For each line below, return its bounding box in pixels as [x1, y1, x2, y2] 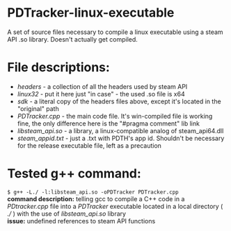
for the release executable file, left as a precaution [17, 141, 162, 150]
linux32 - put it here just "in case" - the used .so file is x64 [17, 89, 186, 98]
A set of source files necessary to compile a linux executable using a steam [7, 28, 224, 36]
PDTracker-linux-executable [7, 5, 175, 21]
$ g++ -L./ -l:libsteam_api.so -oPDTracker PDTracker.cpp [7, 189, 179, 196]
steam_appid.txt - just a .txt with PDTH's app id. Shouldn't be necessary [17, 134, 225, 142]
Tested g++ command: [7, 166, 141, 182]
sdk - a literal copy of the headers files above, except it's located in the [17, 97, 221, 105]
